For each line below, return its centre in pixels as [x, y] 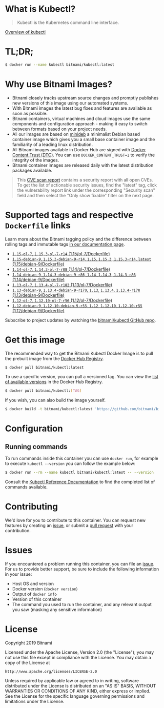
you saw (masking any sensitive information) [57, 609]
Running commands [36, 447]
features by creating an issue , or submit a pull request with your [69, 525]
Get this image [35, 340]
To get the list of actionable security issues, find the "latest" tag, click [87, 185]
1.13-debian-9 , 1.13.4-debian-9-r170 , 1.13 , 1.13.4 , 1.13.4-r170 [76, 290]
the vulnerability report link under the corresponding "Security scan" [86, 190]
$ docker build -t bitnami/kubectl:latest [49, 409]
